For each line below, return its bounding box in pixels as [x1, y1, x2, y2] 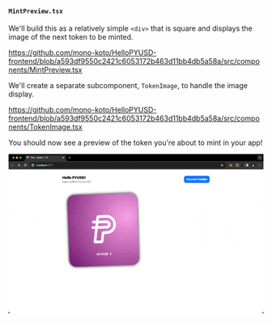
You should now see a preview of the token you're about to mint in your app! [8, 138, 263, 148]
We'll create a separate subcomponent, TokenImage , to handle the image [8, 81, 249, 91]
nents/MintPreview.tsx [8, 65, 83, 75]
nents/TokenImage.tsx [8, 122, 83, 132]
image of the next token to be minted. [8, 32, 134, 42]
